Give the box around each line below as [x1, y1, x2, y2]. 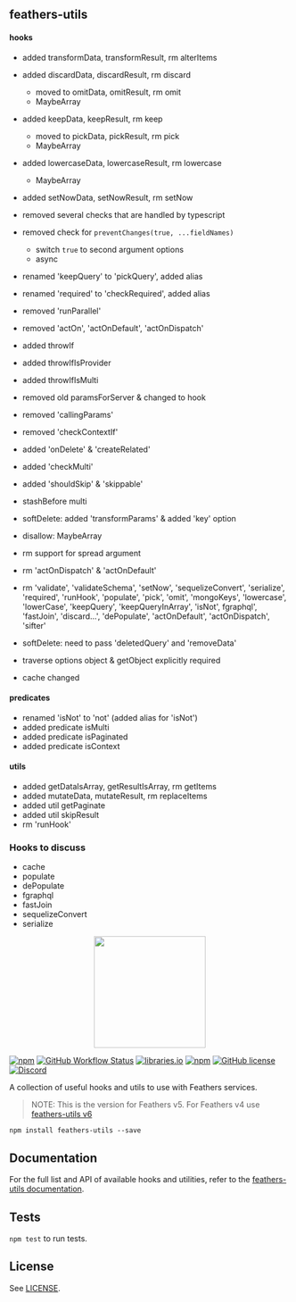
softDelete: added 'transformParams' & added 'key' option [21, 513, 236, 523]
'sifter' [21, 620, 46, 630]
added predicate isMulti [21, 722, 110, 732]
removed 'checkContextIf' [21, 426, 119, 437]
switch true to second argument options [35, 244, 185, 255]
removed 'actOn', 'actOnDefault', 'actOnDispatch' [21, 322, 204, 333]
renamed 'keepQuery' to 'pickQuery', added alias [21, 271, 203, 281]
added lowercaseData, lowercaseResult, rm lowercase [21, 157, 222, 168]
